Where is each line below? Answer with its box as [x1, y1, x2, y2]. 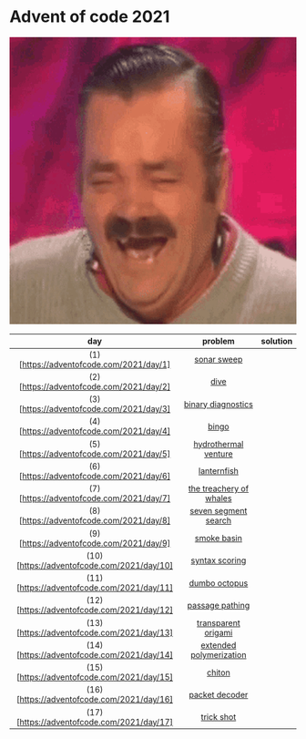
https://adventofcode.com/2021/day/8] [22, 515, 171, 526]
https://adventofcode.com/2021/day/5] [22, 448, 171, 459]
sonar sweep [194, 354, 243, 365]
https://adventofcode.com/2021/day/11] [19, 582, 174, 593]
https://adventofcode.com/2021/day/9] [22, 538, 171, 549]
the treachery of [188, 483, 249, 494]
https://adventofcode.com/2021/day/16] [19, 694, 174, 705]
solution [260, 335, 293, 347]
